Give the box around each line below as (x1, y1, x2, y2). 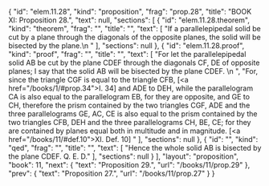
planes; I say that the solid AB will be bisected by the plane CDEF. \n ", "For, (8, 67, 259, 75)
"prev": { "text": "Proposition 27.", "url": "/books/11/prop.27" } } (8, 168, 215, 178)
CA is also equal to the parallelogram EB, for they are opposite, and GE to (8, 92, 251, 101)
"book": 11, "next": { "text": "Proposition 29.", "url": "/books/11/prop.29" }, (8, 160, 251, 169)
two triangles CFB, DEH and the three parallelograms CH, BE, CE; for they (8, 118, 251, 127)
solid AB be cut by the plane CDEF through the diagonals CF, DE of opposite (8, 58, 260, 67)
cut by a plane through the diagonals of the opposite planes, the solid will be (8, 32, 261, 42)
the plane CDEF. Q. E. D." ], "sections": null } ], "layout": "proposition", (8, 152, 239, 161)
